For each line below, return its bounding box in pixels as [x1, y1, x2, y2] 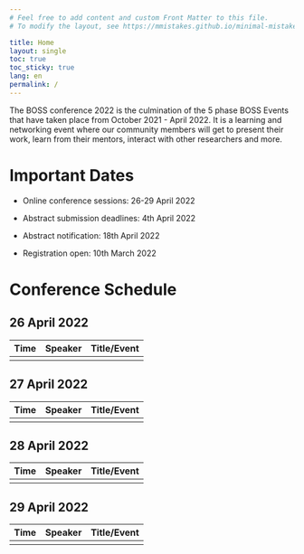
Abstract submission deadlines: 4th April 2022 [22, 212, 196, 223]
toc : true [9, 55, 47, 64]
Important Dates [9, 164, 134, 185]
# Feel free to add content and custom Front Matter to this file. [9, 13, 270, 23]
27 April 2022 [9, 377, 89, 392]
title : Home [9, 38, 54, 47]
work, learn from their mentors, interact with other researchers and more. [9, 133, 283, 145]
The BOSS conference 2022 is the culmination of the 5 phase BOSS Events [9, 105, 290, 116]
